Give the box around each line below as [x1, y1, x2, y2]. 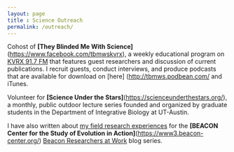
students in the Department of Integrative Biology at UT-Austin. [7, 108, 189, 116]
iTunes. [7, 80, 29, 88]
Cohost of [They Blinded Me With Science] [7, 43, 133, 51]
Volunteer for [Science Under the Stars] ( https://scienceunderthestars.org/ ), [7, 93, 228, 102]
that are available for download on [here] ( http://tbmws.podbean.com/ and [7, 72, 223, 81]
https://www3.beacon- [137, 129, 204, 137]
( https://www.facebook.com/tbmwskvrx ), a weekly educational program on [7, 50, 225, 58]
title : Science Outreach [7, 17, 83, 24]
